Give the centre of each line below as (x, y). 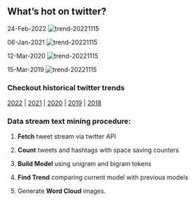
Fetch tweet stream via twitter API (67, 137)
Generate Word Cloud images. (62, 191)
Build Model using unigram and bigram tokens (85, 164)
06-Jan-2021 (26, 42)
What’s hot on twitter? (57, 12)
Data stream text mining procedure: (69, 121)
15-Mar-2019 (26, 69)
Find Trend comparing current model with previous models (103, 177)
